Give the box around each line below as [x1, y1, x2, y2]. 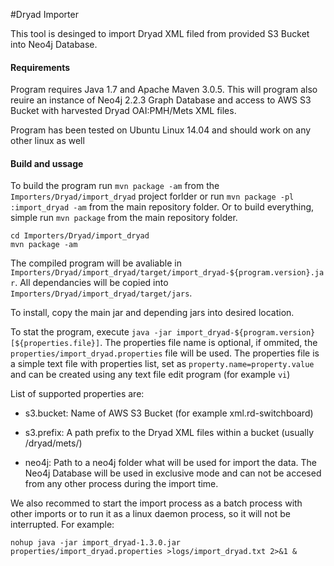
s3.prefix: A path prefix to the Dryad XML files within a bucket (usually [24, 427, 315, 439]
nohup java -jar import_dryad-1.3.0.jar [10, 538, 182, 548]
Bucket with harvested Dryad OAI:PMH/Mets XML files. [10, 105, 237, 117]
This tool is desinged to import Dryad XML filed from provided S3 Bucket [10, 28, 310, 39]
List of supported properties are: [10, 388, 145, 400]
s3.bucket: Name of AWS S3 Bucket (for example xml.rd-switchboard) [24, 407, 314, 419]
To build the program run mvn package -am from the [10, 180, 220, 192]
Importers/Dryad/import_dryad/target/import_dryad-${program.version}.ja [10, 268, 325, 278]
